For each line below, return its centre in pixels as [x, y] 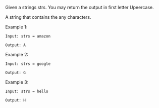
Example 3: [17, 82]
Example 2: [17, 55]
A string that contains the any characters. [48, 17]
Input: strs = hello [27, 91]
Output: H [16, 100]
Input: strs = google [28, 64]
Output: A [16, 45]
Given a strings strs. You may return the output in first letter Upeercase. [79, 7]
